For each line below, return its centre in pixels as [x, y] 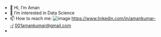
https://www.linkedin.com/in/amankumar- [113, 18]
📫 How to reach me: [31, 18]
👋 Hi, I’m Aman [25, 8]
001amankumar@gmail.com [43, 25]
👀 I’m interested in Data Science [42, 13]
